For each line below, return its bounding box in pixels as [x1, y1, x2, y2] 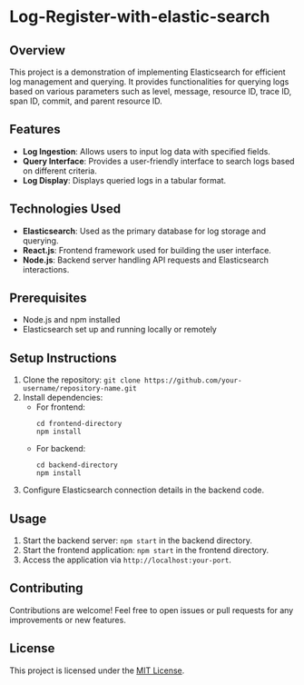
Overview [9, 43, 66, 58]
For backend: [35, 443, 86, 454]
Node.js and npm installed [22, 314, 121, 325]
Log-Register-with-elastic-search [9, 6, 270, 27]
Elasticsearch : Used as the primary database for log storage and [22, 225, 266, 236]
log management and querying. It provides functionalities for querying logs [9, 76, 289, 87]
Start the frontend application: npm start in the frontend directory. [22, 545, 270, 556]
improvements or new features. [9, 614, 127, 625]
